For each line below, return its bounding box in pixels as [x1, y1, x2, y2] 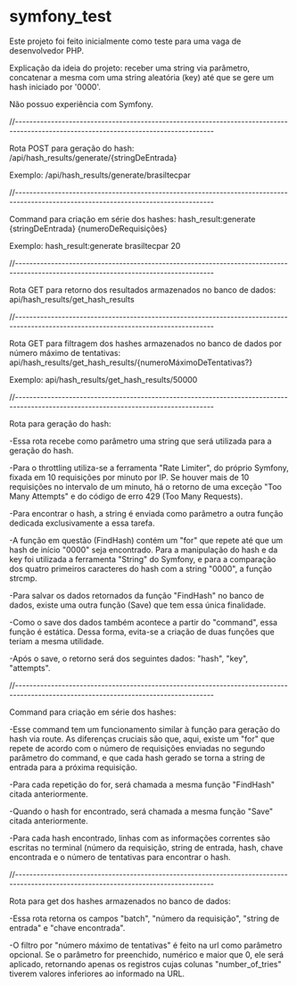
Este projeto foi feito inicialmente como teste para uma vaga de [9, 36, 242, 46]
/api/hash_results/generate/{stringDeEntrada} [9, 152, 177, 162]
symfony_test [9, 6, 112, 27]
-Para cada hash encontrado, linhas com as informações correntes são [9, 833, 270, 843]
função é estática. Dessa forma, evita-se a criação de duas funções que [9, 626, 275, 637]
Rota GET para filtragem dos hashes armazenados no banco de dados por [9, 337, 283, 349]
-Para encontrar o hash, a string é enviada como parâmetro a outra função [9, 508, 284, 518]
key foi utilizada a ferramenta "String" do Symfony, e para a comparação [9, 553, 276, 564]
